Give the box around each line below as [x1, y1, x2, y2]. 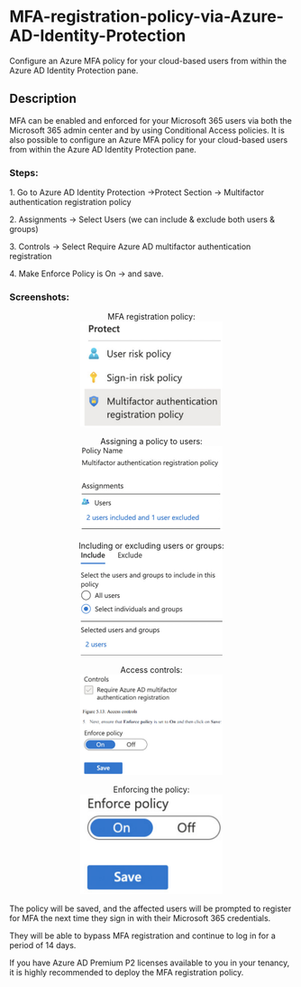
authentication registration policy [9, 197, 132, 208]
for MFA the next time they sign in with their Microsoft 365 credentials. [9, 913, 271, 924]
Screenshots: [9, 291, 70, 303]
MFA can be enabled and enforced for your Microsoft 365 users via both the [9, 115, 293, 126]
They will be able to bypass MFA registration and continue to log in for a [9, 930, 277, 941]
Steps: [9, 166, 39, 179]
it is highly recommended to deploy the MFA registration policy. [9, 967, 244, 978]
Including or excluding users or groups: [78, 540, 224, 551]
